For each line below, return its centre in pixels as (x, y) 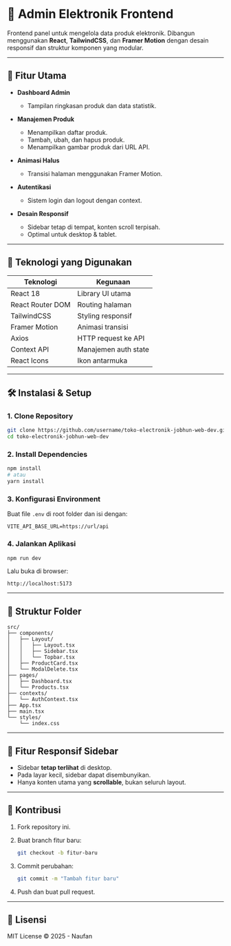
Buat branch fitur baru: (49, 840)
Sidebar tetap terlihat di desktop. (64, 768)
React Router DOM (41, 304)
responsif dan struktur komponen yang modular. (75, 47)
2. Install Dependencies (47, 454)
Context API (30, 349)
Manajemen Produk (45, 119)
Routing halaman (104, 304)
